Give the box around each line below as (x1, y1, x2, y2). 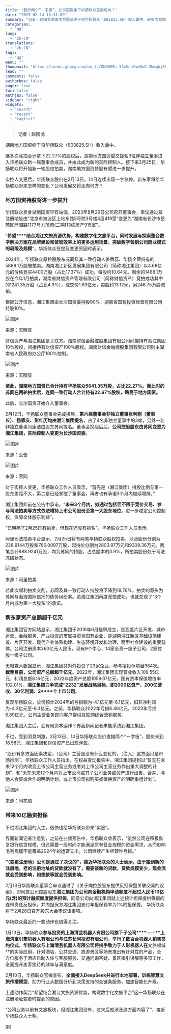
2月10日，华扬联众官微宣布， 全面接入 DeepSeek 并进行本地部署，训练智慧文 (5, 972, 164, 978)
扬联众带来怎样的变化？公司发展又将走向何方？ (5, 182, 103, 188)
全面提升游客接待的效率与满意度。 (5, 961, 77, 967)
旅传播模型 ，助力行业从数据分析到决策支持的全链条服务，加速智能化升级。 (5, 978, 161, 985)
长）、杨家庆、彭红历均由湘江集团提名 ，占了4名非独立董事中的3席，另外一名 (5, 417, 165, 423)
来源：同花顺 (5, 798, 32, 804)
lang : (5, 31, 17, 36)
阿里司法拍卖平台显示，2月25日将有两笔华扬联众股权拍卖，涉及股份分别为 (5, 536, 161, 542)
